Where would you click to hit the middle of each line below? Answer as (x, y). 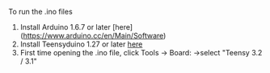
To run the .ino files (40, 12)
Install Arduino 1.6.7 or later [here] (76, 27)
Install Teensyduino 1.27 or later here (81, 44)
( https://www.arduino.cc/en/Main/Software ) (93, 36)
